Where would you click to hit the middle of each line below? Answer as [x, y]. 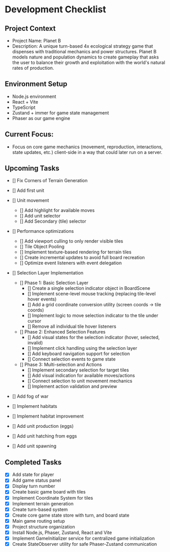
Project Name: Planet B [37, 41]
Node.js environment [34, 96]
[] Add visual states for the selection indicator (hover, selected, [93, 338]
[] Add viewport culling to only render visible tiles [71, 241]
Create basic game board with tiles [49, 492]
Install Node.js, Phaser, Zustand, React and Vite [62, 533]
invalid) [35, 343]
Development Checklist [55, 9]
